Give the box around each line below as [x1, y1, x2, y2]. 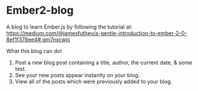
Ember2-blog [6, 4, 74, 17]
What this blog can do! [6, 47, 62, 54]
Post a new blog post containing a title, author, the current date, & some [14, 59, 193, 66]
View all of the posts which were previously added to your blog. [14, 78, 173, 85]
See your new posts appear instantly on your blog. [14, 71, 140, 79]
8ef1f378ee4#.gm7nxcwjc [6, 36, 71, 43]
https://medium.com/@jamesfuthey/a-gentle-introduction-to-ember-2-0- [6, 29, 187, 36]
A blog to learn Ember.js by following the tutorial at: [6, 23, 133, 30]
